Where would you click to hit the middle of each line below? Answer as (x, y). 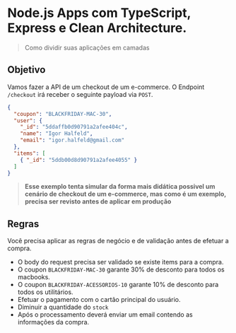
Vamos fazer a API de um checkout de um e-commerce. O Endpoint (106, 87)
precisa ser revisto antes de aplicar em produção (98, 201)
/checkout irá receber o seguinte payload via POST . (80, 94)
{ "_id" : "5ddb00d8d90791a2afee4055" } (79, 160)
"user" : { (28, 121)
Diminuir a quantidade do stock (63, 307)
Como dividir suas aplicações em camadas (87, 47)
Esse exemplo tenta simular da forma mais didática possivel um (120, 187)
